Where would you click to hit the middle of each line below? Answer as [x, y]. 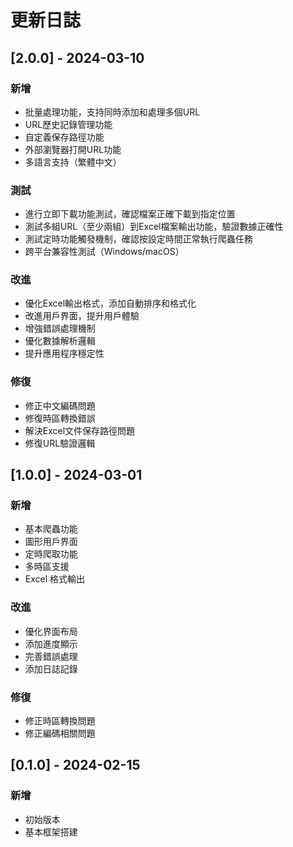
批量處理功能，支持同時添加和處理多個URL [112, 112]
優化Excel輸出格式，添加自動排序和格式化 [110, 303]
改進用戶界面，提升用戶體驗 [82, 316]
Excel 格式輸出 [55, 579]
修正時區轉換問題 [60, 721]
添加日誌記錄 [51, 668]
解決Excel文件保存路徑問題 [80, 430]
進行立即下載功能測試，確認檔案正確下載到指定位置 [130, 214]
